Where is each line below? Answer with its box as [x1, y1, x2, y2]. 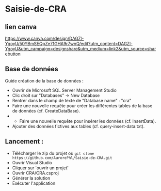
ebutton [5, 51, 21, 57]
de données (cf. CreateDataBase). [12, 108, 80, 113]
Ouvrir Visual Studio [12, 159, 52, 165]
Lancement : [5, 137, 44, 146]
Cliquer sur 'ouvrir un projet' [12, 165, 69, 171]
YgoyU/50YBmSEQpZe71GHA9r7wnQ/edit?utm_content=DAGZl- [5, 41, 133, 47]
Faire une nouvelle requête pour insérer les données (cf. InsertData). [19, 118, 156, 124]
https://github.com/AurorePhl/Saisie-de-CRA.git [12, 155, 113, 160]
